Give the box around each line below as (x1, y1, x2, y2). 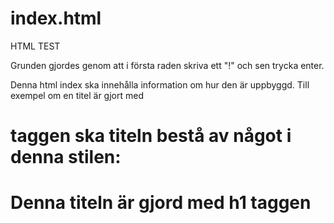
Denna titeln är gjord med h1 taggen (10, 192, 312, 214)
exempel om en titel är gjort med (10, 89, 144, 101)
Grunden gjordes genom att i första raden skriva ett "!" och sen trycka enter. (10, 59, 325, 71)
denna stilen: (10, 146, 122, 169)
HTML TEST (10, 40, 61, 52)
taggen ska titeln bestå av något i (10, 125, 292, 147)
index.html (10, 7, 102, 30)
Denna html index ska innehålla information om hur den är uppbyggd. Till (10, 78, 310, 91)
